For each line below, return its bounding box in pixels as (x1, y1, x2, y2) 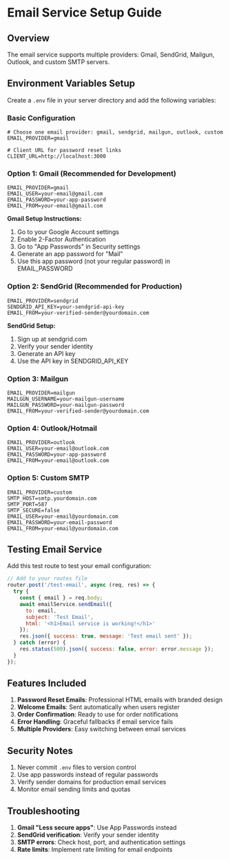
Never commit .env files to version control (17, 763, 136, 772)
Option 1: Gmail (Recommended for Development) (7, 169, 177, 178)
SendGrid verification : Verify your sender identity (17, 831, 160, 839)
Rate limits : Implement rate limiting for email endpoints (17, 846, 173, 854)
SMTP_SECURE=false (7, 507, 60, 514)
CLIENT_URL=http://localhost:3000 (7, 153, 107, 160)
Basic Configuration (7, 113, 76, 123)
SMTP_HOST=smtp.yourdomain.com (7, 494, 97, 502)
